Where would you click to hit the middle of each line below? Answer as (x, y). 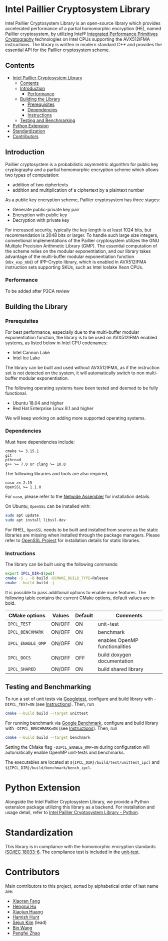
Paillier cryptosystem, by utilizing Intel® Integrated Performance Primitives (81, 34)
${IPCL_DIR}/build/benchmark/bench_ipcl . (48, 768)
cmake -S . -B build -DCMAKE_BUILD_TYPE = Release (57, 578)
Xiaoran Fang (26, 901)
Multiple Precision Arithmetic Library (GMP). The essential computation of (81, 246)
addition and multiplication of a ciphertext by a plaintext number (78, 190)
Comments (129, 615)
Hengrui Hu (24, 906)
